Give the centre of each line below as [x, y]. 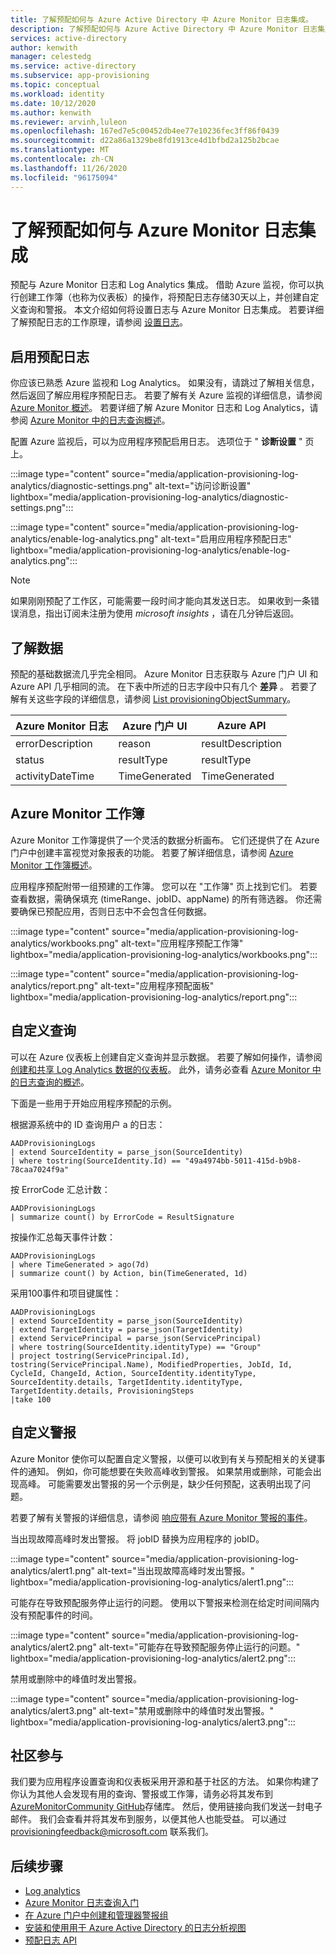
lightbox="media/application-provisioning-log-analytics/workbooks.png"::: [164, 954]
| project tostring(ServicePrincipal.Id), [100, 1356]
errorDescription [54, 744]
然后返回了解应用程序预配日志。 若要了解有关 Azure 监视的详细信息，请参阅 [166, 395]
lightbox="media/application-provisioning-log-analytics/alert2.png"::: [153, 1658]
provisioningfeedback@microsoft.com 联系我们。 [112, 1832]
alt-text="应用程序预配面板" [157, 985]
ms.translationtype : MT [60, 150]
